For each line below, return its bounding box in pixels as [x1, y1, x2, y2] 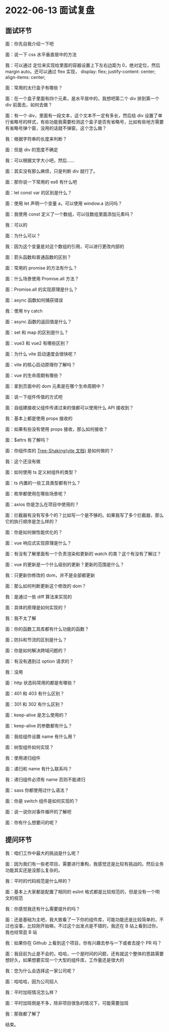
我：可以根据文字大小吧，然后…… [5, 157, 75, 163]
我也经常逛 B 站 [5, 929, 38, 935]
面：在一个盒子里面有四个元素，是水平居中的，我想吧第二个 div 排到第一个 [5, 96, 159, 101]
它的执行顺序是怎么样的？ [5, 519, 58, 524]
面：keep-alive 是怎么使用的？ [5, 712, 68, 718]
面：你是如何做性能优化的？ [5, 529, 63, 535]
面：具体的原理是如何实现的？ [5, 605, 67, 610]
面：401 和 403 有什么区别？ [5, 691, 64, 696]
